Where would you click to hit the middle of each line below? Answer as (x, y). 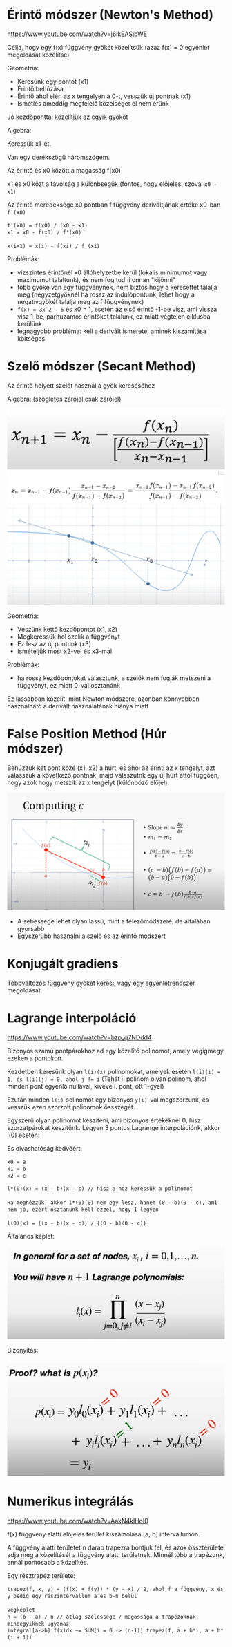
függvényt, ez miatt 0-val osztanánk (69, 686)
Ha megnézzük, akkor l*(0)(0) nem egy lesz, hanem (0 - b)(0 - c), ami (112, 1203)
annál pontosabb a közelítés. (48, 1563)
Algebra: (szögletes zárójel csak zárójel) (64, 399)
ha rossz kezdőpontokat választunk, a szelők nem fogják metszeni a (114, 678)
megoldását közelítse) (38, 55)
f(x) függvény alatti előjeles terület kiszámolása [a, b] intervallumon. (104, 1534)
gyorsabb (31, 929)
